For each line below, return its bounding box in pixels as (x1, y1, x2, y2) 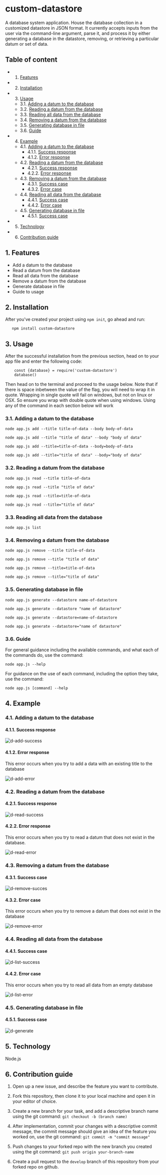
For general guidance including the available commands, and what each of (5, 647, 159, 653)
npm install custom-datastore (11, 326, 75, 331)
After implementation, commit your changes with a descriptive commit (12, 1123, 157, 1129)
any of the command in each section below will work (5, 402, 113, 409)
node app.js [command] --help (5, 685, 68, 690)
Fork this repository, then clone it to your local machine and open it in (12, 1093, 155, 1099)
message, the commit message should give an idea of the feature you (12, 1128, 156, 1134)
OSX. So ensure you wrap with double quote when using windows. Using (5, 397, 156, 403)
